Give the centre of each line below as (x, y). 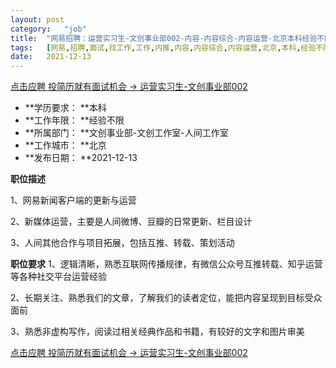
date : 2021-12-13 (51, 57)
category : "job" (48, 29)
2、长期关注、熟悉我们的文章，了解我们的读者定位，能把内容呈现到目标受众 (166, 298)
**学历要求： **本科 (65, 108)
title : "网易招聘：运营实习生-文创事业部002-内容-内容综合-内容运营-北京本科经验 (164, 38)
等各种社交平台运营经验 (58, 277)
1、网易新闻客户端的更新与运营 (73, 200)
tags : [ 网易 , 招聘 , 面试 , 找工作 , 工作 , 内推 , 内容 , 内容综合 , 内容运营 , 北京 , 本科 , (156, 47)
